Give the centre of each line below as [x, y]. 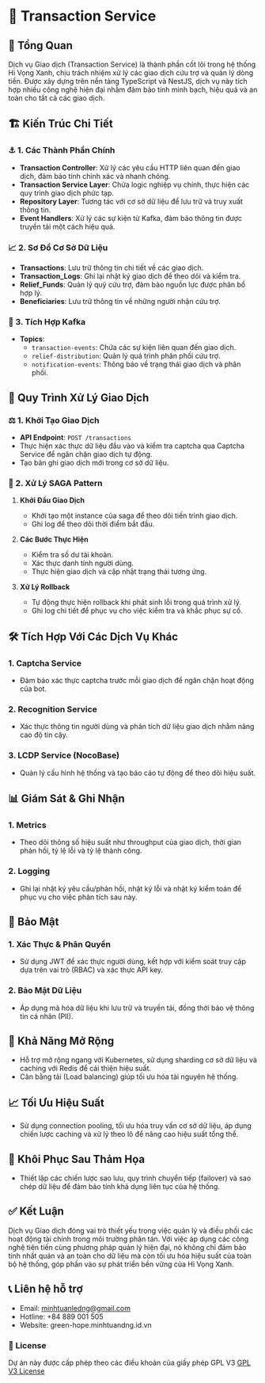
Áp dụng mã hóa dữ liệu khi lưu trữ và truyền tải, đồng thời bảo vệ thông [137, 1008]
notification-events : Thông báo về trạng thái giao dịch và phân [136, 364]
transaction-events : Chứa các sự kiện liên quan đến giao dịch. [134, 348]
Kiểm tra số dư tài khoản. [72, 555]
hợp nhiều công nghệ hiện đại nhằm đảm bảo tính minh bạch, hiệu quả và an [133, 89]
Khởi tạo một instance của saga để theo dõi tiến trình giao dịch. [134, 516]
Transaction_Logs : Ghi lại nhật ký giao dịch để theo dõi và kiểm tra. [130, 275]
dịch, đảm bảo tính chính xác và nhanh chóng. [95, 176]
